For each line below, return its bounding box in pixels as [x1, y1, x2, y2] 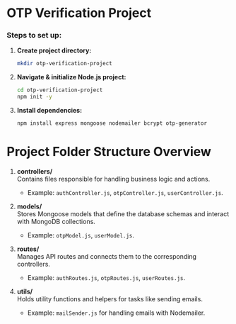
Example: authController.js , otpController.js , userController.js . [27, 188, 223, 196]
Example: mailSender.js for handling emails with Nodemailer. [27, 308, 206, 317]
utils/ [16, 287, 33, 296]
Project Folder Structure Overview [6, 144, 211, 160]
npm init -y [16, 94, 52, 101]
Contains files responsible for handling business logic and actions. [16, 174, 211, 183]
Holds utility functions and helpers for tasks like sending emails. [16, 294, 203, 303]
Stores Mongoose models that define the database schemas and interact [16, 209, 230, 218]
